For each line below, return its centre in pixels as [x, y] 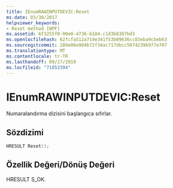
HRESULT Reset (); [28, 146]
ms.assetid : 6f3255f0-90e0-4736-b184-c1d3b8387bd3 [71, 34]
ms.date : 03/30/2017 [32, 17]
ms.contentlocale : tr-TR [37, 56]
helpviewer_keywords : [33, 23]
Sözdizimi [25, 132]
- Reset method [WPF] [33, 28]
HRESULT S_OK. [26, 179]
